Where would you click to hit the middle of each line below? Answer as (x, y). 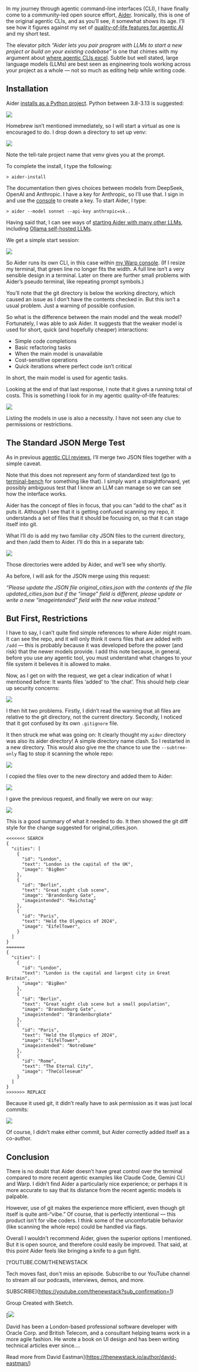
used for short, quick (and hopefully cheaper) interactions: (77, 329)
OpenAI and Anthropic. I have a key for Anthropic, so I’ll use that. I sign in (95, 194)
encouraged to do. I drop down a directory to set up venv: (77, 132)
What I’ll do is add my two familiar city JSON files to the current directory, (95, 536)
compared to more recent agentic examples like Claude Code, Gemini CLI (95, 1178)
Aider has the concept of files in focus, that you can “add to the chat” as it (96, 505)
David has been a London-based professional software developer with (92, 1327)
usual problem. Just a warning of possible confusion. (71, 305)
